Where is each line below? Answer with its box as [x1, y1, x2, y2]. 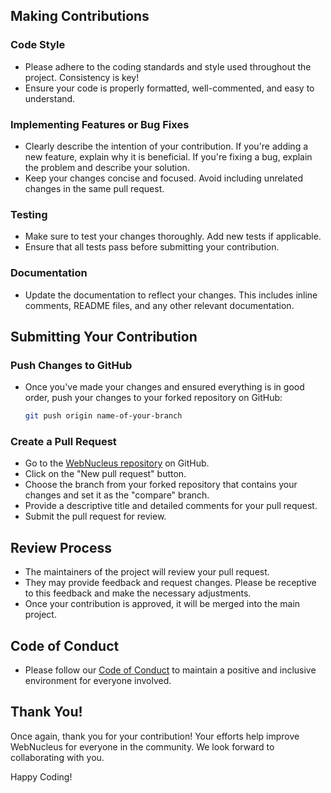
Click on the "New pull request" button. [24, 468, 187, 480]
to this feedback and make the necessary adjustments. [24, 587, 252, 599]
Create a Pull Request [10, 435, 117, 449]
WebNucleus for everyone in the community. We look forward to [10, 740, 275, 753]
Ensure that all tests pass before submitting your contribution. [24, 241, 280, 253]
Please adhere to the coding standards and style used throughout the [24, 60, 312, 73]
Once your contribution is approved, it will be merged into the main [24, 598, 301, 610]
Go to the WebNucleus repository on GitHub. [24, 457, 210, 469]
